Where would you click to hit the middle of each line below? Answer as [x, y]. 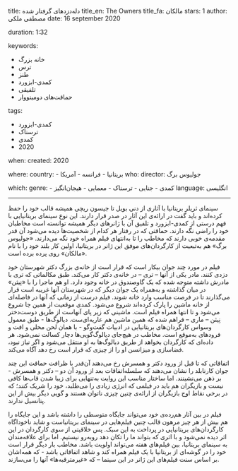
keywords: [23, 46]
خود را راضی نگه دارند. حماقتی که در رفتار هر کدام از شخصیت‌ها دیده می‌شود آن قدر [118, 231]
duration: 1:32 [28, 32]
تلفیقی [27, 89]
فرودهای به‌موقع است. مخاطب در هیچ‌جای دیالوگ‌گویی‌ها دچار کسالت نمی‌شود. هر [114, 334]
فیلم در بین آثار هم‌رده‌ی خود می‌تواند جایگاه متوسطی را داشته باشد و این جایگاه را [115, 414]
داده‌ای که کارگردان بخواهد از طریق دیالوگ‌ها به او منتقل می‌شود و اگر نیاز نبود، [111, 342]
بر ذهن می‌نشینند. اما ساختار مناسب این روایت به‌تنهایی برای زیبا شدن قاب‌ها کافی [115, 378]
